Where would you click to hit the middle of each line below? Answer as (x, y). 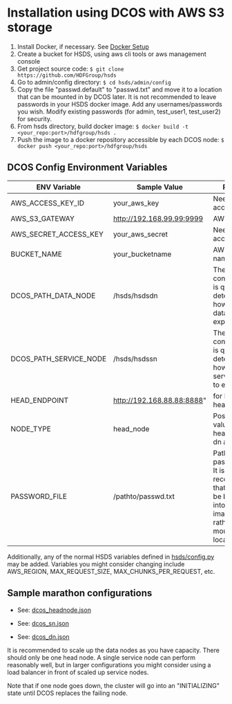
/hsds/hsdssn (135, 359)
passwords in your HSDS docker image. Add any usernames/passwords (119, 104)
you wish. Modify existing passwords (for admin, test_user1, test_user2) (119, 111)
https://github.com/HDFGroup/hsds (67, 75)
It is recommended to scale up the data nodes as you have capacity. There (113, 650)
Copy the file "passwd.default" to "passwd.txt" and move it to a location (119, 89)
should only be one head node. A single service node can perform (101, 657)
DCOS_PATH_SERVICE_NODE (59, 359)
